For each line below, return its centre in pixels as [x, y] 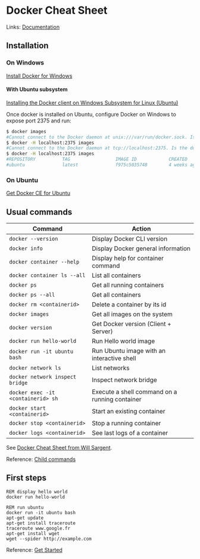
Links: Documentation [33, 27]
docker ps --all [32, 295]
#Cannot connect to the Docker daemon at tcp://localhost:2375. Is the [97, 148]
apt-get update [25, 518]
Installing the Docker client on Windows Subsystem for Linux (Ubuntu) [92, 103]
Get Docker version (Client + [132, 324]
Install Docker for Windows [39, 76]
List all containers [116, 275]
